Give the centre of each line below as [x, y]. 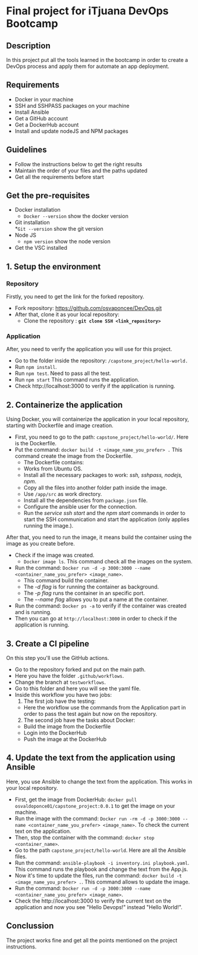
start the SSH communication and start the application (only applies [106, 519]
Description [28, 46]
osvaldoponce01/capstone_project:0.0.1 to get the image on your [95, 805]
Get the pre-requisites [48, 196]
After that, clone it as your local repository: [67, 315]
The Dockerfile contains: [54, 463]
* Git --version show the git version [59, 229]
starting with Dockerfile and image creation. [60, 426]
